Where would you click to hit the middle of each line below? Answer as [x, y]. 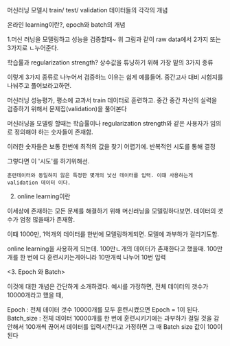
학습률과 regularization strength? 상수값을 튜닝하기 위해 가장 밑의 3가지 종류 [110, 62]
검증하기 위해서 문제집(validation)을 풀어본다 [67, 109]
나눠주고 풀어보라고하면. [39, 85]
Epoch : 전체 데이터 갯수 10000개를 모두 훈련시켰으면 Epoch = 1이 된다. [104, 310]
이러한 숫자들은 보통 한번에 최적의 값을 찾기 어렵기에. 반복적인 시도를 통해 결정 [112, 147]
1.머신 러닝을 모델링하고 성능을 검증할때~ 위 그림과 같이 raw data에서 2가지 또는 [114, 39]
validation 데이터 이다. [39, 183]
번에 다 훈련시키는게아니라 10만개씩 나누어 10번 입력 [96, 257]
